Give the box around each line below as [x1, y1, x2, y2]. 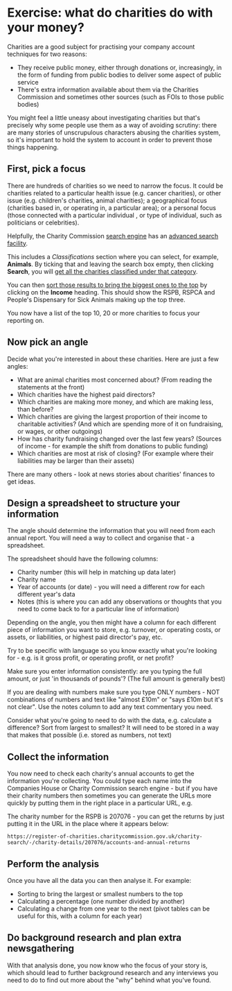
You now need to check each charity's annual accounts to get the [7, 769, 195, 778]
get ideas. [7, 477, 36, 486]
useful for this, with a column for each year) [17, 912, 143, 920]
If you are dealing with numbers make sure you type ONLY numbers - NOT [7, 688, 220, 696]
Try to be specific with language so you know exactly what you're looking [7, 647, 217, 655]
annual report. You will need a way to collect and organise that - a [7, 534, 195, 542]
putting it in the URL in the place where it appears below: [7, 820, 169, 828]
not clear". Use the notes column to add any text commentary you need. [7, 703, 213, 711]
